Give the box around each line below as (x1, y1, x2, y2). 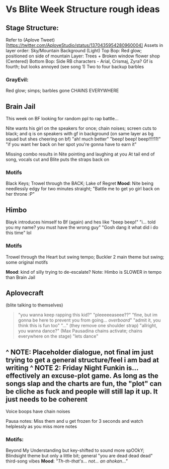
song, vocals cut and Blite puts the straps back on (6, 157, 110, 163)
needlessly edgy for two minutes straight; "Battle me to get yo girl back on (6, 186, 160, 192)
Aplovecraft (6, 288, 44, 297)
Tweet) (40, 37, 55, 43)
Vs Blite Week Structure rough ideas (6, 4, 160, 15)
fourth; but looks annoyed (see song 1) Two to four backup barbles (6, 64, 144, 69)
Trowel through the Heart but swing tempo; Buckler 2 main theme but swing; (6, 254, 164, 260)
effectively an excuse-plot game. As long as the (6, 371, 159, 380)
